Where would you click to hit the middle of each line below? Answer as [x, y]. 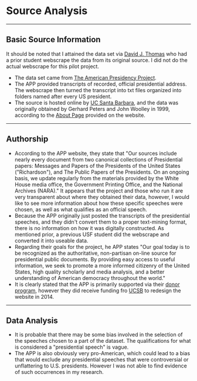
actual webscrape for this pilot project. [53, 66]
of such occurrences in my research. [59, 372]
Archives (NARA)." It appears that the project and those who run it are [99, 191]
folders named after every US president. [63, 96]
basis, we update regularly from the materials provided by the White [96, 178]
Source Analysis [47, 11]
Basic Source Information [53, 40]
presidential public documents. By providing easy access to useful [95, 259]
